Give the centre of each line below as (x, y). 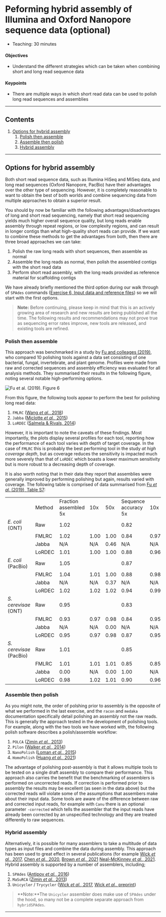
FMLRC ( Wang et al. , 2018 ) (38, 413)
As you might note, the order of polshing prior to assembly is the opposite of (83, 706)
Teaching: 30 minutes (34, 44)
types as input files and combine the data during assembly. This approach (81, 849)
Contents (20, 119)
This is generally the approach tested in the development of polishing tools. (82, 721)
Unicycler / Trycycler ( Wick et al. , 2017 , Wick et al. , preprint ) (74, 884)
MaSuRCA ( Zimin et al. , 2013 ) (40, 879)
